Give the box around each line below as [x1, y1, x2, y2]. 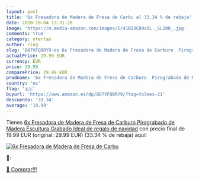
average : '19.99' [6, 102, 49, 108]
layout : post [6, 8, 38, 15]
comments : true [6, 31, 44, 37]
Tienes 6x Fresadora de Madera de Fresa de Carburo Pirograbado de [6, 119, 175, 126]
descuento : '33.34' [6, 97, 54, 103]
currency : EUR [6, 58, 41, 64]
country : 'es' [6, 81, 41, 87]
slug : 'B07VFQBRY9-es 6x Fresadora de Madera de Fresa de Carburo [6, 47, 174, 53]
